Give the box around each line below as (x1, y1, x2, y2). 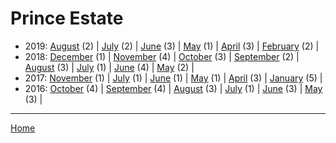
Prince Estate (10, 7, 124, 30)
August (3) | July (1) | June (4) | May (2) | (24, 61, 195, 73)
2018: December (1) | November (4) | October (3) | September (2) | (24, 50, 300, 62)
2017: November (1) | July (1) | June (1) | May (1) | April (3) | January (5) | (24, 72, 323, 84)
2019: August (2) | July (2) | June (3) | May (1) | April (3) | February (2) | (24, 40, 320, 52)
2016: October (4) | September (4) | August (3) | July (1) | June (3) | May (24, 82, 323, 94)
